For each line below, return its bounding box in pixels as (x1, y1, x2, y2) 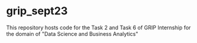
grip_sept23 (6, 4, 68, 18)
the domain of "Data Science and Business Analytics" (6, 30, 139, 37)
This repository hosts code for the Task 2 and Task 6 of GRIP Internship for (6, 24, 191, 31)
